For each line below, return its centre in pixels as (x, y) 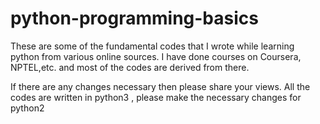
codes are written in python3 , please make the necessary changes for (156, 97)
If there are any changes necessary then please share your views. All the (160, 86)
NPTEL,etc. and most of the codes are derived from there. (130, 67)
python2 (27, 108)
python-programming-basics (134, 18)
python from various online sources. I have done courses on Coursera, (156, 56)
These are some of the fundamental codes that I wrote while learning (152, 46)
